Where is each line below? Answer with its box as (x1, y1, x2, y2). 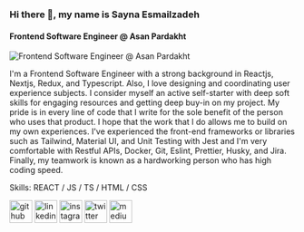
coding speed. (9, 165, 64, 176)
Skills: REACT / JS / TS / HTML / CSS (9, 182, 148, 193)
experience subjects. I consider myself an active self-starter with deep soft (9, 88, 290, 99)
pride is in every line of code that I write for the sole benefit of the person (9, 107, 284, 118)
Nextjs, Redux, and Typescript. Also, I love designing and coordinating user (9, 78, 290, 89)
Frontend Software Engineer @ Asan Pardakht (9, 31, 187, 42)
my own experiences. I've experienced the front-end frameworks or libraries (9, 126, 295, 137)
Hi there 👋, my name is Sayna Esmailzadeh (9, 8, 200, 21)
